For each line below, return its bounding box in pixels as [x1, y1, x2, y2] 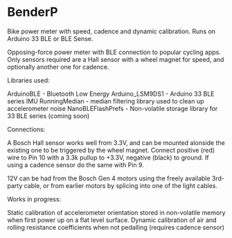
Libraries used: [7, 76, 50, 84]
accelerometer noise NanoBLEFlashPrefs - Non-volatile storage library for [7, 104, 218, 112]
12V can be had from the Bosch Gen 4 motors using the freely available [7, 174, 211, 182]
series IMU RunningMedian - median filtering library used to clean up [7, 96, 204, 105]
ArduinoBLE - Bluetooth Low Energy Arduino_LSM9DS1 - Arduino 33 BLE [7, 90, 215, 98]
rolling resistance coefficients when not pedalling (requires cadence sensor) [7, 223, 225, 231]
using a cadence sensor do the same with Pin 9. [7, 160, 144, 169]
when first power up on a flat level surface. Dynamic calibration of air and [7, 216, 217, 224]
